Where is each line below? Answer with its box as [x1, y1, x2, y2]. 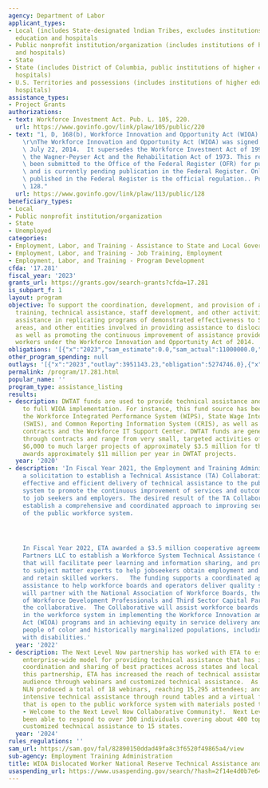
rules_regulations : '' [8, 738, 84, 746]
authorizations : [8, 109, 62, 117]
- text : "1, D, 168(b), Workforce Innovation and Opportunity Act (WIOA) [8, 130, 259, 138]
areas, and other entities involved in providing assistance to [15, 323, 234, 331]
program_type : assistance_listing [8, 382, 124, 391]
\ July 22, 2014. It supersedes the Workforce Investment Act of [22, 145, 248, 153]
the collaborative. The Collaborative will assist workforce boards [22, 604, 259, 612]
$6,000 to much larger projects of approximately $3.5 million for [22, 442, 251, 450]
